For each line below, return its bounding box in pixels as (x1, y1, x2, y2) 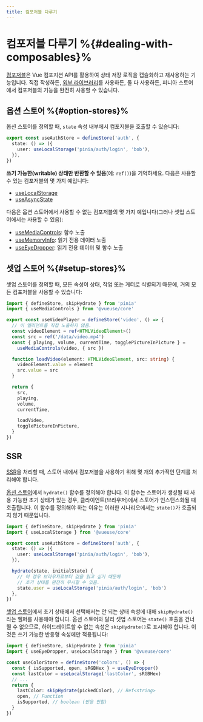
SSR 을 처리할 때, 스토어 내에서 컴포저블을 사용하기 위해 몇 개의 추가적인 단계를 (6, 468, 191, 475)
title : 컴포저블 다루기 (6, 9, 58, 15)
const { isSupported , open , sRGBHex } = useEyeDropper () (12, 665, 159, 671)
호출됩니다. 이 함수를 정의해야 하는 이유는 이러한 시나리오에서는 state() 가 (6, 503, 181, 511)
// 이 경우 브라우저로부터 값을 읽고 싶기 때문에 (17, 573, 121, 580)
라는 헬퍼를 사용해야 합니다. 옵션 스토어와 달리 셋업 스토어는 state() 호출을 (6, 616, 184, 623)
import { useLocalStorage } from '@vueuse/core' (6, 529, 131, 535)
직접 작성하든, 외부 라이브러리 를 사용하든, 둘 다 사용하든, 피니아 (28, 78, 178, 86)
